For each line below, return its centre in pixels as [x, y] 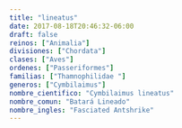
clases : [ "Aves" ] [42, 59]
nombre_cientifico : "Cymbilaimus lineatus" [92, 93]
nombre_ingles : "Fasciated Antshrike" [82, 110]
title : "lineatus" [43, 18]
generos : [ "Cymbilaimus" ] [57, 85]
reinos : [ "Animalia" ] [50, 43]
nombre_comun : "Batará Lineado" [69, 101]
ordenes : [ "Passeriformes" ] [62, 69]
